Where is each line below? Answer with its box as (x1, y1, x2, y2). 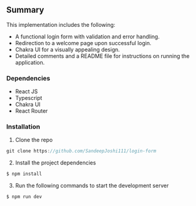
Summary (6, 5, 44, 15)
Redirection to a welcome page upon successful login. (15, 39, 152, 46)
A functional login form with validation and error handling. (15, 33, 160, 40)
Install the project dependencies (15, 159, 96, 166)
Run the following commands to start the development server (15, 182, 169, 190)
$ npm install (6, 171, 43, 177)
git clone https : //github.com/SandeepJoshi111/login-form (6, 148, 156, 154)
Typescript (15, 94, 43, 102)
